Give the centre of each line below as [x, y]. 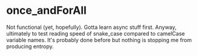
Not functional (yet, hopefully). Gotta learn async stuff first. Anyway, [91, 27]
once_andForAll [46, 11]
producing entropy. [30, 46]
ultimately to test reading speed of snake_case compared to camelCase [96, 33]
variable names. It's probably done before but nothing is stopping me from [99, 40]
